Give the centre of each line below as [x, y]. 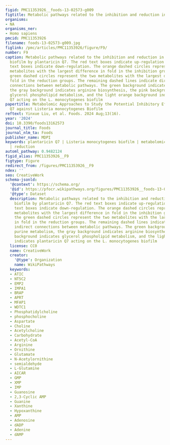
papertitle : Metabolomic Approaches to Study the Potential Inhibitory [82, 105]
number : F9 [17, 52]
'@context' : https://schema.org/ [45, 185]
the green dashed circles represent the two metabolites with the [86, 218]
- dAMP [17, 434]
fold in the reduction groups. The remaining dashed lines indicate [83, 81]
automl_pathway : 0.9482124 [34, 152]
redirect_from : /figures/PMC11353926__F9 [50, 165]
